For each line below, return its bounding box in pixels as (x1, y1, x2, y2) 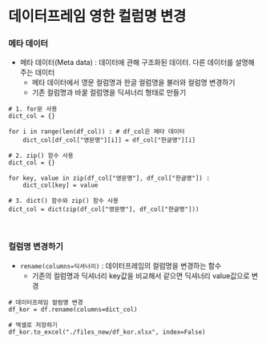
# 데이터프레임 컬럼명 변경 (8, 298, 83, 306)
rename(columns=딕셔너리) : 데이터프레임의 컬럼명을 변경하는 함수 (19, 261, 222, 270)
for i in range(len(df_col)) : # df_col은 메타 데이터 (8, 127, 185, 136)
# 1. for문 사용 (8, 105, 58, 113)
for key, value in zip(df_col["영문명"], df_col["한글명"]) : (8, 174, 211, 183)
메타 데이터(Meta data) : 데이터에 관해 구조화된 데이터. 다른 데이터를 (19, 58, 234, 67)
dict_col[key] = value (22, 181, 99, 189)
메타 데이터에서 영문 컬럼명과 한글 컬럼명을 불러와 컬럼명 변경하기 (31, 78, 236, 87)
